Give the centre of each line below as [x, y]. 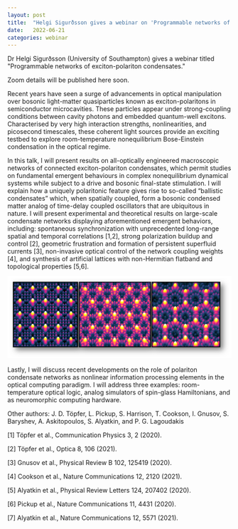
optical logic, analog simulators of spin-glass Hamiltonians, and [138, 392]
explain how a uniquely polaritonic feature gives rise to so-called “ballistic [115, 191]
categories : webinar [38, 38]
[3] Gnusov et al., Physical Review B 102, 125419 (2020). [90, 462]
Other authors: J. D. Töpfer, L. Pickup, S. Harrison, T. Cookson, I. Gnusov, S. [118, 414]
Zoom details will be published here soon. [68, 80]
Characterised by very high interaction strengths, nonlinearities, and [107, 124]
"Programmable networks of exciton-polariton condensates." [97, 66]
